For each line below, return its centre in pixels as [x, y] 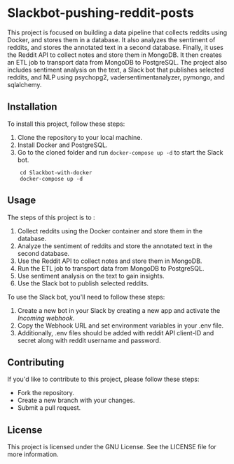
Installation [32, 107]
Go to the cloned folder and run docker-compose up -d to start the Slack [120, 152]
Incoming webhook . [46, 318]
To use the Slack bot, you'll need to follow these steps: [86, 297]
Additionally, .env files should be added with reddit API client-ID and [116, 333]
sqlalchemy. [25, 84]
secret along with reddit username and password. [89, 340]
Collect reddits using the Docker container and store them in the [110, 231]
